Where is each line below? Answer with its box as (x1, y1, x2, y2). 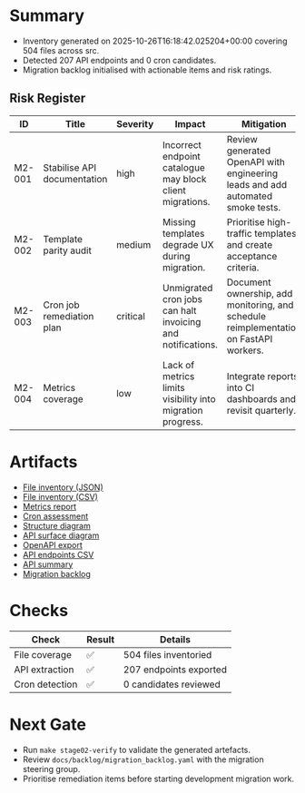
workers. (226, 344, 265, 357)
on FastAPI (226, 332, 273, 345)
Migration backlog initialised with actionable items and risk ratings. (22, 64, 272, 75)
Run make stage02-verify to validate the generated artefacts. (22, 744, 251, 755)
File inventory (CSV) (22, 491, 98, 502)
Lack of (162, 358, 195, 371)
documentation (43, 172, 108, 185)
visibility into (162, 392, 216, 405)
